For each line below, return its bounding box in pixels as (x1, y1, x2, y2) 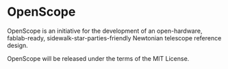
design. (7, 41, 29, 49)
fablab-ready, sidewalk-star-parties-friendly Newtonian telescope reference (7, 33, 222, 42)
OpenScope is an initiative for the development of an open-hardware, (7, 27, 203, 35)
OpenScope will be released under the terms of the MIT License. (7, 54, 190, 62)
